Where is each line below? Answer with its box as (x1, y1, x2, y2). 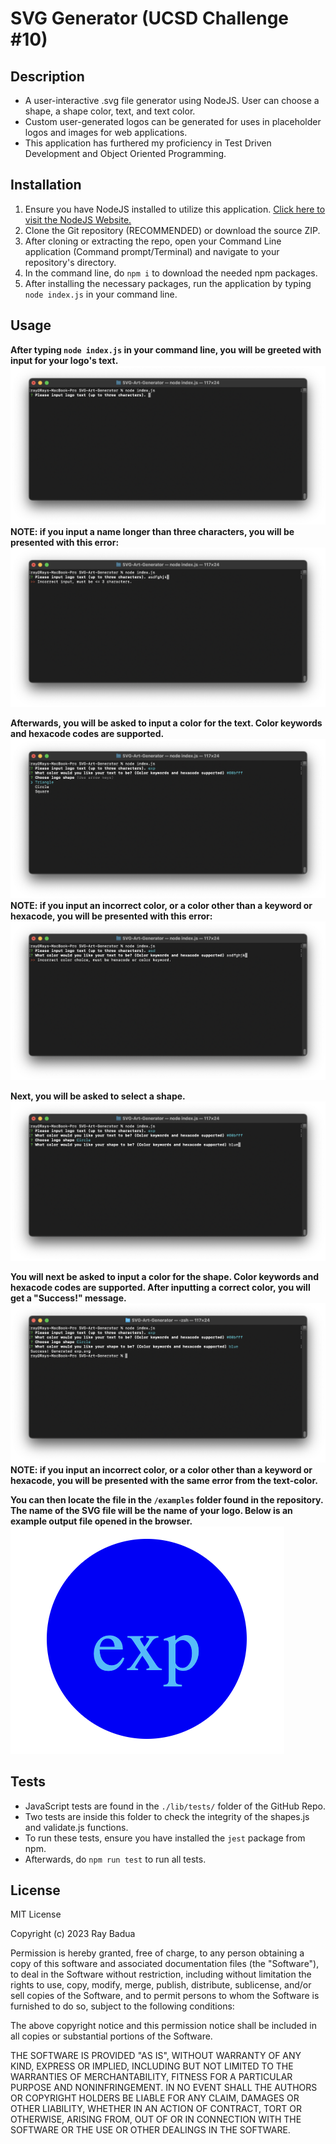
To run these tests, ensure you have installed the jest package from (24, 1832, 306, 1844)
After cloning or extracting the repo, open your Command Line (24, 235, 282, 247)
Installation (10, 177, 82, 194)
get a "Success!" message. (10, 1292, 127, 1304)
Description (10, 68, 85, 85)
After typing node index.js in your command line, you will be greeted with (10, 343, 322, 356)
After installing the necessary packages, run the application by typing (24, 277, 312, 289)
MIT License (10, 1908, 62, 1921)
